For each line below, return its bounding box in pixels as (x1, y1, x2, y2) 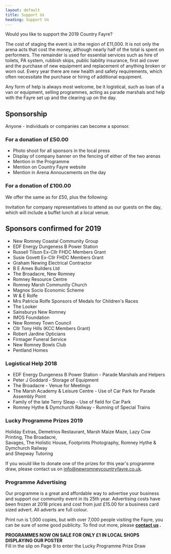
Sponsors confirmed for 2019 (5, 224, 102, 233)
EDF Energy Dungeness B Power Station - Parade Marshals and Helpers (12, 371, 165, 377)
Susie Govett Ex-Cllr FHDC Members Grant (12, 254, 104, 260)
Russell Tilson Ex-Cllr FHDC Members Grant (12, 249, 106, 255)
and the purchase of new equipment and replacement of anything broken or (5, 63, 166, 69)
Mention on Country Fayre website (12, 164, 86, 170)
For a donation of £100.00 (5, 182, 71, 189)
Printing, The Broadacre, (5, 434, 58, 441)
